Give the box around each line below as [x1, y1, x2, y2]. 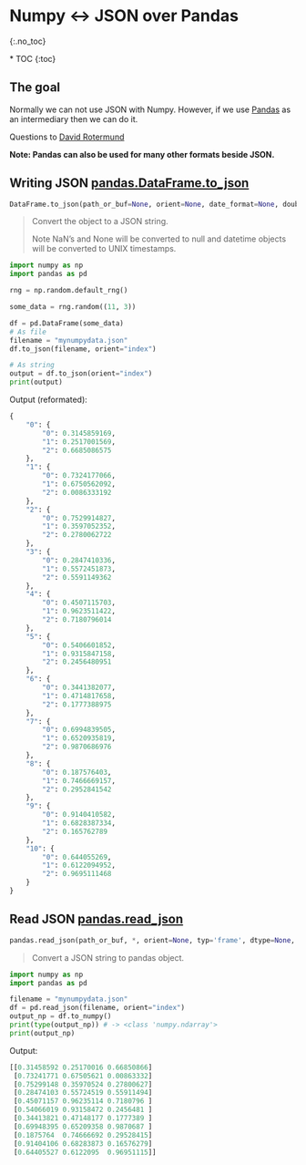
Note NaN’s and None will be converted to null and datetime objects [31, 233, 287, 244]
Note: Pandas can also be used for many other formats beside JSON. [9, 149, 275, 160]
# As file [9, 327, 47, 336]
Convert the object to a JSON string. [31, 216, 168, 227]
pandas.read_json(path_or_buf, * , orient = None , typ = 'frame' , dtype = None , [9, 935, 296, 944]
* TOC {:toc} [9, 53, 56, 64]
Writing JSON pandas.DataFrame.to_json [9, 175, 250, 191]
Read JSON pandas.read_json [9, 912, 184, 927]
